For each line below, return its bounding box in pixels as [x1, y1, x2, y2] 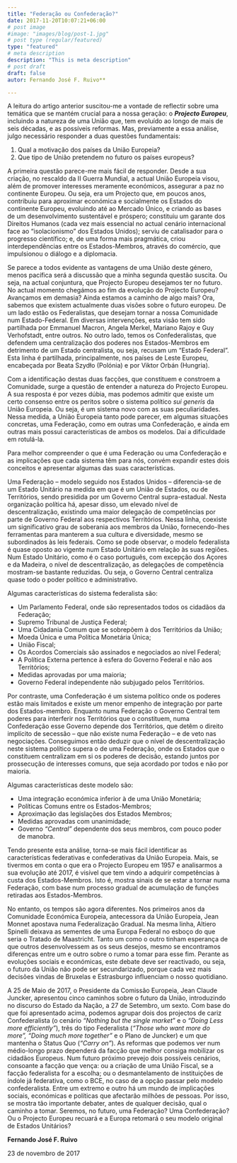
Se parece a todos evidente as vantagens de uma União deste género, [7, 263, 213, 272]
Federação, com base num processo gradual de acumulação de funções [7, 883, 219, 892]
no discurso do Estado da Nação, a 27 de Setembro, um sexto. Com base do [7, 1002, 231, 1010]
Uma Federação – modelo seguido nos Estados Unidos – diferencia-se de [7, 477, 221, 486]
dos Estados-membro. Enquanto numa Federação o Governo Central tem [7, 707, 221, 715]
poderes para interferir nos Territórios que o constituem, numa [7, 715, 190, 723]
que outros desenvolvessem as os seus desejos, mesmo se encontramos [7, 943, 221, 951]
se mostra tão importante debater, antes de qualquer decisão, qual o [7, 1099, 207, 1108]
